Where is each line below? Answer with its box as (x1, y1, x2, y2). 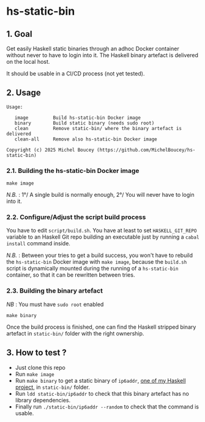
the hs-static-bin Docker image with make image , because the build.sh (6, 258, 187, 266)
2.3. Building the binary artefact (6, 286, 103, 295)
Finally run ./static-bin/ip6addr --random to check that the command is (15, 403, 199, 410)
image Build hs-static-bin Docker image (14, 115, 141, 121)
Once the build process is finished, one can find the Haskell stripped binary (6, 323, 196, 331)
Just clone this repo (15, 364, 65, 371)
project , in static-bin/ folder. (15, 383, 90, 391)
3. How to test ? (6, 348, 67, 358)
